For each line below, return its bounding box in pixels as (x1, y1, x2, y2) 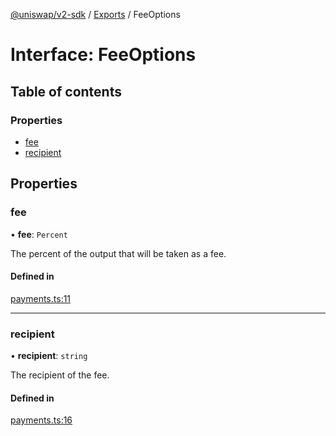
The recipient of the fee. (10, 369, 110, 381)
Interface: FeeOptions (10, 44, 197, 66)
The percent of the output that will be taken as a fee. (10, 247, 227, 259)
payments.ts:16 (10, 414, 73, 426)
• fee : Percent (10, 228, 68, 240)
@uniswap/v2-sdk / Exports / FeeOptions (10, 9, 181, 20)
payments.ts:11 (10, 292, 72, 304)
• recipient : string (10, 350, 88, 362)
